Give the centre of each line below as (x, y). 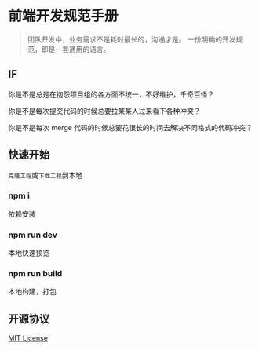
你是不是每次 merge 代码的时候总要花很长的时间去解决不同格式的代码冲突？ (131, 127)
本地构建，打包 (32, 292)
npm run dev (33, 235)
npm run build (35, 274)
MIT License (28, 338)
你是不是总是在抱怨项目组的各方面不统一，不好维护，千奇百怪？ (111, 94)
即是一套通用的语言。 (76, 49)
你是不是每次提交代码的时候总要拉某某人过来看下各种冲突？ (104, 111)
